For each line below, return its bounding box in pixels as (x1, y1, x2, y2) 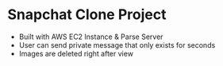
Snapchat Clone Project (7, 6, 167, 24)
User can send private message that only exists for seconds (18, 40, 216, 49)
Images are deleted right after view (18, 49, 134, 58)
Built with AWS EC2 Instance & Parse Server (18, 32, 163, 41)
